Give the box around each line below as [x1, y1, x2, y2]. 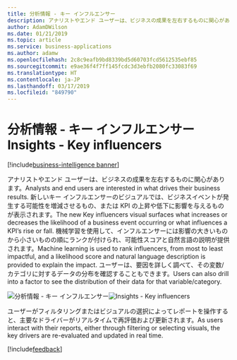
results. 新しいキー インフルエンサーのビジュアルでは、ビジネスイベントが [7, 193, 224, 201]
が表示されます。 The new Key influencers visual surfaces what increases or [7, 210, 228, 219]
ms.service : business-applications [7, 43, 112, 50]
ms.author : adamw [7, 50, 59, 57]
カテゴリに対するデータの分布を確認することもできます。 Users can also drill [7, 270, 229, 278]
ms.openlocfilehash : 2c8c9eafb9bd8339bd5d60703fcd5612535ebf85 [7, 56, 197, 64]
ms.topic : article [7, 37, 61, 44]
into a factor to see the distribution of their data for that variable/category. [7, 277, 222, 286]
